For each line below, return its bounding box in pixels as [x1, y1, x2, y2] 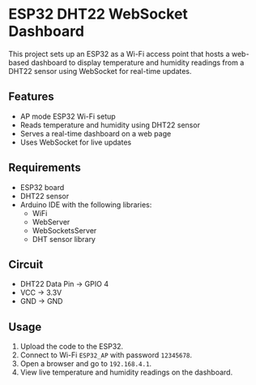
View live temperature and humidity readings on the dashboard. [19, 367, 233, 378]
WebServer [32, 217, 70, 227]
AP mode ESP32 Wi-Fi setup [19, 111, 116, 121]
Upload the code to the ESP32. [19, 342, 124, 352]
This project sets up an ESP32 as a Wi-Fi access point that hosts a [8, 49, 230, 58]
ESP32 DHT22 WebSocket [8, 5, 189, 24]
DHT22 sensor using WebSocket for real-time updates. [8, 66, 192, 76]
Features [8, 90, 54, 104]
